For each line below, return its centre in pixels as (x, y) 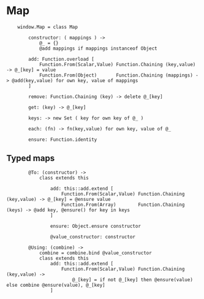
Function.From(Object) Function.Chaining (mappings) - (119, 75)
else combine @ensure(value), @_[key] (56, 285)
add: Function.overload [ (62, 59)
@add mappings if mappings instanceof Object (98, 48)
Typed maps (31, 158)
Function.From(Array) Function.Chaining (123, 205)
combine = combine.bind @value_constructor (95, 253)
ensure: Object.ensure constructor (95, 226)
